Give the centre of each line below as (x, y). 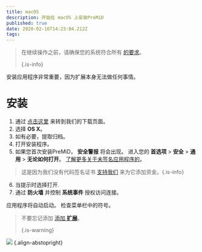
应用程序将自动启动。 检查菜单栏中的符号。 (60, 205)
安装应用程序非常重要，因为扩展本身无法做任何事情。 (73, 77)
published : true (27, 23)
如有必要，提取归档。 (41, 137)
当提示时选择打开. (37, 185)
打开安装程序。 (34, 144)
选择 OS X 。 (30, 129)
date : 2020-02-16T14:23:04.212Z (47, 29)
